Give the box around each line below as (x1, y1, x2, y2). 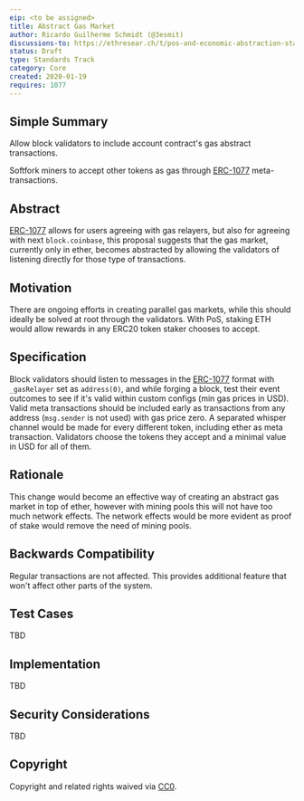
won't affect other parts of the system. (9, 580, 154, 591)
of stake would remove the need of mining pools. (9, 520, 192, 530)
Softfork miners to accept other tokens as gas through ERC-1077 (9, 165, 251, 176)
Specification (9, 349, 87, 365)
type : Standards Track (9, 55, 95, 64)
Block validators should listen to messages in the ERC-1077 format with (9, 373, 274, 385)
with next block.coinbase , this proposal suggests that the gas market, (9, 234, 269, 245)
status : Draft (9, 47, 63, 56)
